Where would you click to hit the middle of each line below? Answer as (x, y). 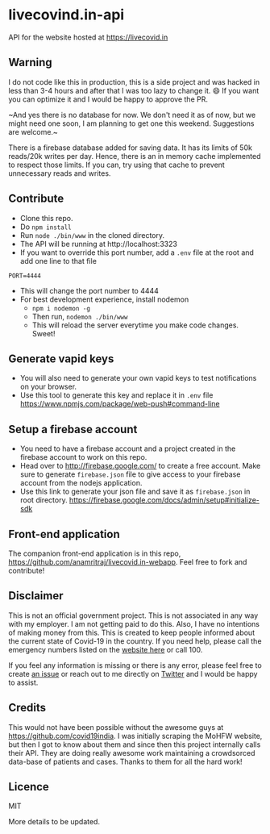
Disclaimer (36, 596)
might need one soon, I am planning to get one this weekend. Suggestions (131, 123)
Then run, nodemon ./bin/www (80, 316)
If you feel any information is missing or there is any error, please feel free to (135, 665)
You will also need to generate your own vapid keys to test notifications (138, 378)
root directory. (44, 500)
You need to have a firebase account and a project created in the (128, 448)
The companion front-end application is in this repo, (95, 553)
